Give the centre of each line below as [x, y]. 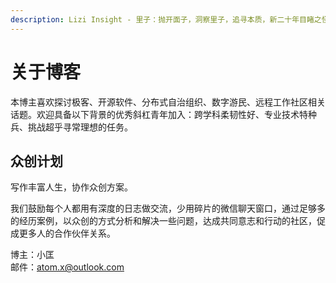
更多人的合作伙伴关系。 [67, 233]
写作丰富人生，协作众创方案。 [71, 187]
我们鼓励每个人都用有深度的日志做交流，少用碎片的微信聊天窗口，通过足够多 [168, 208]
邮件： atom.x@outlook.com [67, 267]
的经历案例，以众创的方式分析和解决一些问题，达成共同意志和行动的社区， [163, 221]
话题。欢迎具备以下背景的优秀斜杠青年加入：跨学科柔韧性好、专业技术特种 [163, 114]
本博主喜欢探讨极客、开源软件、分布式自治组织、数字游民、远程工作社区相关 [168, 102]
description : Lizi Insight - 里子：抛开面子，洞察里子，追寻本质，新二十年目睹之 [166, 19]
